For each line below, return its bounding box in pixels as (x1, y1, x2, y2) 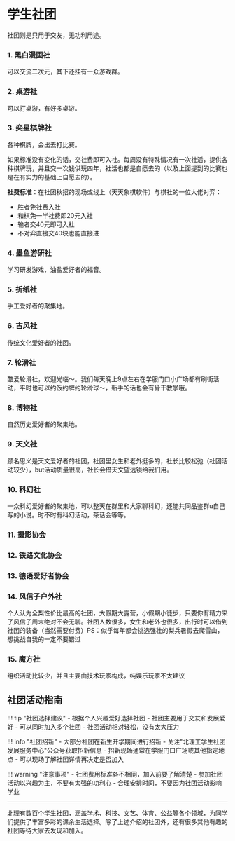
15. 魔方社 (7, 654, 41, 664)
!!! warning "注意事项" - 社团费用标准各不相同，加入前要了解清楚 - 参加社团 (7, 770, 223, 779)
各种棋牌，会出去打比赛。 (7, 140, 81, 149)
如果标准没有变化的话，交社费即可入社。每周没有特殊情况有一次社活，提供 (7, 155, 222, 163)
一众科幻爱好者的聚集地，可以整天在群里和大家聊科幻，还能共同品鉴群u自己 (7, 502, 226, 510)
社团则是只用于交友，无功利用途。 (7, 31, 106, 39)
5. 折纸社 (7, 285, 37, 294)
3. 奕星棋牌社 (7, 123, 52, 133)
